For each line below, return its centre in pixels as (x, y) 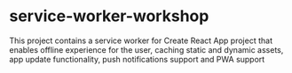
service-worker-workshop (109, 16)
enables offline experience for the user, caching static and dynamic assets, (146, 49)
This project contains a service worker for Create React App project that (141, 40)
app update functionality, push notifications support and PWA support (137, 59)
